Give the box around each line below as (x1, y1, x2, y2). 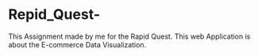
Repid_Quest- (8, 6, 101, 24)
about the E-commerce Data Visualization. (8, 39, 147, 49)
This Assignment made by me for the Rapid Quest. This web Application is (8, 32, 251, 41)
